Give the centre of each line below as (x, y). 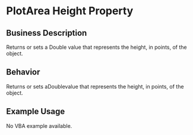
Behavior (23, 72)
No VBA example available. (39, 125)
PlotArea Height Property (70, 11)
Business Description (47, 33)
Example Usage (36, 112)
